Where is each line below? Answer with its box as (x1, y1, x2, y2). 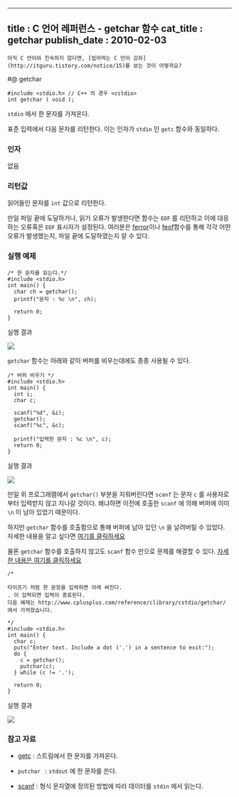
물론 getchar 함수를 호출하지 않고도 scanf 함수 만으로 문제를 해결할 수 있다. (7, 547, 216, 555)
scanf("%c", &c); (14, 421, 65, 428)
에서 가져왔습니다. (7, 607, 53, 614)
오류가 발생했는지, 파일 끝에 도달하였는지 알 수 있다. (7, 232, 149, 240)
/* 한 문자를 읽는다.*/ (7, 269, 68, 277)
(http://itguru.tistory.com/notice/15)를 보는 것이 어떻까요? (7, 62, 182, 69)
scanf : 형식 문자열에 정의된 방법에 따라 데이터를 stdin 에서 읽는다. (17, 782, 204, 790)
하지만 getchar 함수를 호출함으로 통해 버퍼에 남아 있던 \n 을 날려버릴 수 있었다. (7, 523, 225, 531)
